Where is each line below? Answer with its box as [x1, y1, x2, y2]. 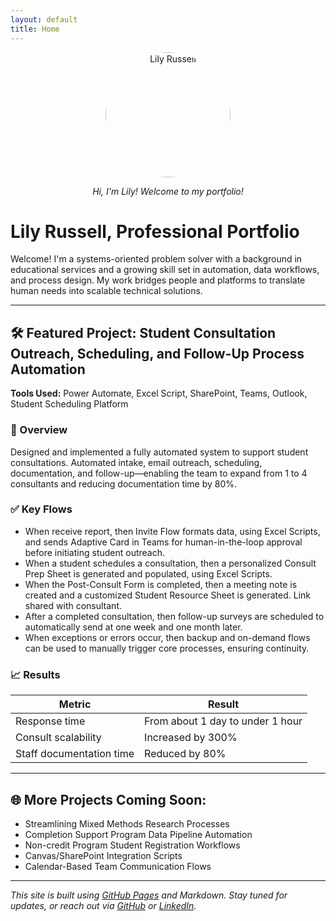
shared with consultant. [24, 599, 123, 611]
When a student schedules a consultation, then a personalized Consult [24, 557, 317, 569]
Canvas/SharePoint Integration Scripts [24, 849, 183, 861]
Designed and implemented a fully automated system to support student [10, 446, 309, 458]
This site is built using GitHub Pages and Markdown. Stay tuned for [10, 889, 288, 901]
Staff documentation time [15, 747, 135, 761]
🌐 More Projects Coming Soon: [10, 791, 207, 808]
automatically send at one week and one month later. [24, 621, 243, 633]
